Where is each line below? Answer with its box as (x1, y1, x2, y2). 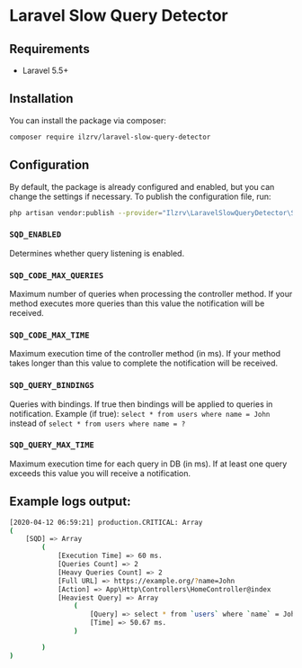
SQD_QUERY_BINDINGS (9, 380, 94, 391)
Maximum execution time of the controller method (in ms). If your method (9, 348, 281, 359)
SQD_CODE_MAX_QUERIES (9, 270, 104, 280)
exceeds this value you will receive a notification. (9, 467, 191, 478)
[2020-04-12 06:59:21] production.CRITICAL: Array (9, 518, 203, 527)
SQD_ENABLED (9, 230, 62, 239)
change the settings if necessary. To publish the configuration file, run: (9, 191, 271, 202)
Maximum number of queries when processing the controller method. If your (9, 288, 293, 299)
